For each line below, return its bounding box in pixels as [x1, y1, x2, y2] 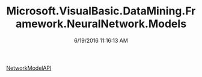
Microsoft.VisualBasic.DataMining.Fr [6, 4, 196, 18]
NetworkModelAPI [6, 64, 52, 72]
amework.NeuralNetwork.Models [15, 17, 187, 31]
